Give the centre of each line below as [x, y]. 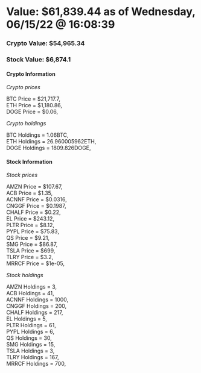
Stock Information [29, 161]
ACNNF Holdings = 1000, [37, 299]
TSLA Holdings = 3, [30, 351]
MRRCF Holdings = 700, [36, 364]
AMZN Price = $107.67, [34, 187]
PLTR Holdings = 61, [31, 325]
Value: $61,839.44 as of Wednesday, [101, 12]
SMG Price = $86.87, [32, 244]
